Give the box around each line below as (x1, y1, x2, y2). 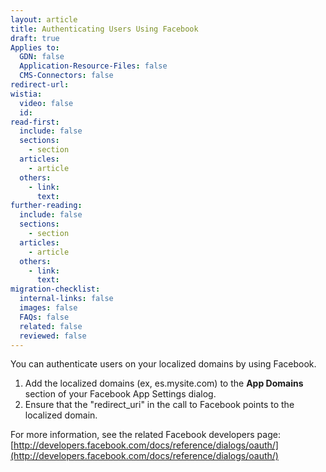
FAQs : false (19, 312, 70, 322)
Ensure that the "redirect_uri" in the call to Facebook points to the (24, 399, 295, 411)
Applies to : (10, 42, 60, 53)
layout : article (10, 14, 78, 25)
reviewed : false (19, 331, 87, 341)
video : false (19, 98, 74, 108)
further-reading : (10, 201, 83, 211)
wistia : (10, 89, 43, 99)
